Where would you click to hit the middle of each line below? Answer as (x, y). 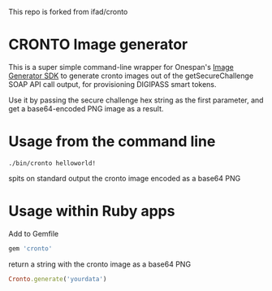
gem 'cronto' (30, 248)
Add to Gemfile (34, 233)
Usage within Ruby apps (92, 211)
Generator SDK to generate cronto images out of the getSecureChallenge (131, 76)
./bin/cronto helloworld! (52, 163)
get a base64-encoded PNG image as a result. (86, 108)
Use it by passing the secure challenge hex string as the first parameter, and (136, 100)
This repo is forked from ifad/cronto (68, 12)
